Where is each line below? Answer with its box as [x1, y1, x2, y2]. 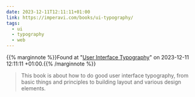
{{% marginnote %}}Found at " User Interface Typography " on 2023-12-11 [6, 54, 189, 61]
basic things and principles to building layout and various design [21, 78, 182, 85]
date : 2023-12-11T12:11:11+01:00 [6, 8, 91, 15]
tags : [6, 20, 20, 26]
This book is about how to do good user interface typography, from [21, 72, 189, 79]
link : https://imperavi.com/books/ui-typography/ [6, 15, 134, 21]
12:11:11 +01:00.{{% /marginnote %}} [6, 60, 97, 67]
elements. [21, 85, 46, 92]
